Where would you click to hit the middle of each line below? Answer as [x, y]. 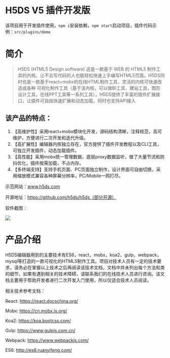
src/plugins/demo [32, 32]
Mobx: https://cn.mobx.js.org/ [36, 311]
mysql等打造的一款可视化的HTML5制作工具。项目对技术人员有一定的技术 [81, 261]
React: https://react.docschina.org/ [42, 301]
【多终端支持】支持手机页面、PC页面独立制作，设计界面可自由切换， [84, 169]
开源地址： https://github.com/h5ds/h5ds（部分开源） [61, 197]
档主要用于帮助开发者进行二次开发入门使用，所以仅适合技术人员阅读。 [78, 280]
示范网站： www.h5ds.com [33, 186]
